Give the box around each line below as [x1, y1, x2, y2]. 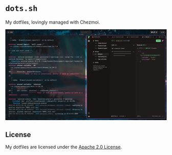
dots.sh [5, 4, 38, 13]
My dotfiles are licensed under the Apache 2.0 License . [5, 144, 122, 150]
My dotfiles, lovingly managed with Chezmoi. [5, 19, 100, 25]
